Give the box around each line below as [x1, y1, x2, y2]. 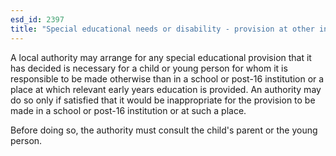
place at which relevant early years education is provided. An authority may [10, 83, 322, 95]
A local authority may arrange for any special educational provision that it [10, 51, 312, 63]
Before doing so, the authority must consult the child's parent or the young [10, 124, 318, 136]
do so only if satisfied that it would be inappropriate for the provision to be [10, 94, 316, 106]
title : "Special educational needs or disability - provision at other [10, 24, 315, 34]
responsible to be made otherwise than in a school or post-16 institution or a [10, 72, 325, 85]
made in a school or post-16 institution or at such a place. [10, 104, 247, 116]
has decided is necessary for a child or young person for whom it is [10, 62, 288, 74]
